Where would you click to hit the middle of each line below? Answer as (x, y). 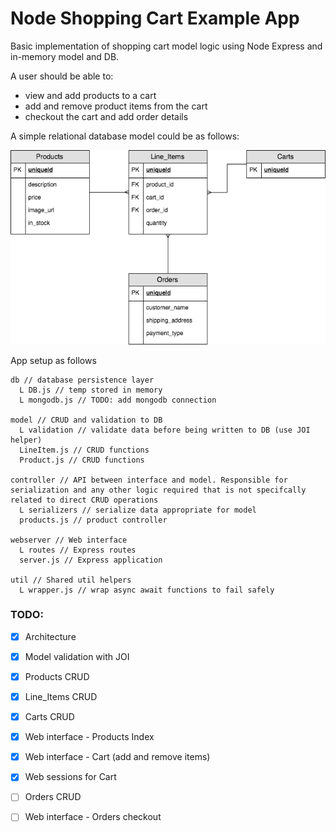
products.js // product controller (93, 520)
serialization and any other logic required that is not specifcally (158, 490)
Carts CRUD (49, 717)
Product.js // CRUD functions (82, 460)
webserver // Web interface (69, 540)
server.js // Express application (91, 560)
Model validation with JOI (77, 656)
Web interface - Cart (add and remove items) (117, 757)
